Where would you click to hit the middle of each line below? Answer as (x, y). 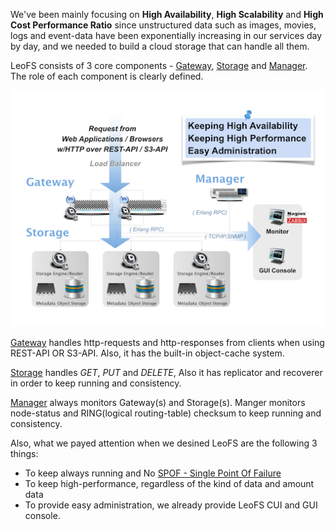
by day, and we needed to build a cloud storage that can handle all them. (160, 46)
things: (24, 453)
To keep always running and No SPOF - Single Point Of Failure (153, 473)
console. (42, 515)
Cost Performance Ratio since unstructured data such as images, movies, (163, 25)
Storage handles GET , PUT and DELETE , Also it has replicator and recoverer (166, 372)
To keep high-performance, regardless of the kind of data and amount (169, 483)
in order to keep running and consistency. (96, 383)
